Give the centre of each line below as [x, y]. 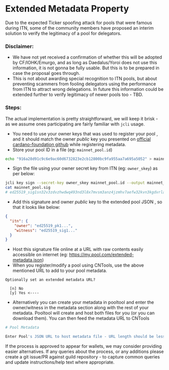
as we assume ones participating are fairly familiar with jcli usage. [75, 124]
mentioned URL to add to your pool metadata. [60, 271]
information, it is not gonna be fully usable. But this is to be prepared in [86, 68]
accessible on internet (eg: [40, 255]
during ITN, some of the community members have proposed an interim [79, 28]
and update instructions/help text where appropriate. [60, 362]
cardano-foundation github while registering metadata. [69, 144]
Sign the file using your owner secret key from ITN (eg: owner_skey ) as [85, 168]
